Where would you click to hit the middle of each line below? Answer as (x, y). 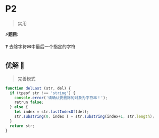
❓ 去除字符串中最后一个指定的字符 (40, 47)
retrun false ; (29, 102)
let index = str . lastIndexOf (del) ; (52, 112)
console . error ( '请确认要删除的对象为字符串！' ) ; (61, 98)
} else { (19, 107)
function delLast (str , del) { (38, 88)
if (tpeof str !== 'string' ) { (43, 93)
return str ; (22, 126)
